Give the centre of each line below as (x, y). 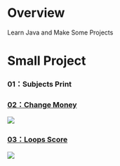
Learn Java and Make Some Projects (60, 32)
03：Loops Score (38, 140)
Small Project (47, 61)
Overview (36, 13)
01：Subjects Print (40, 84)
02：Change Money (42, 105)
